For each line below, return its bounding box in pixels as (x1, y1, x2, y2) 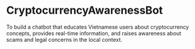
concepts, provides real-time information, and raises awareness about (6, 29, 182, 36)
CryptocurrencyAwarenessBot (6, 4, 164, 17)
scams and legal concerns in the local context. (6, 36, 123, 43)
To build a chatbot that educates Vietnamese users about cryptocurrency (6, 23, 190, 30)
